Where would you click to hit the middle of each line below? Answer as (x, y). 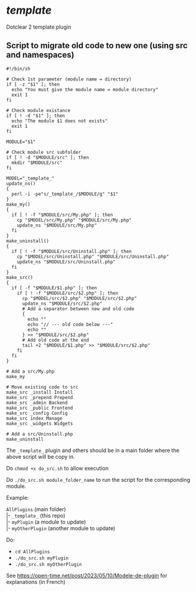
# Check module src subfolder (44, 152)
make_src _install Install (40, 392)
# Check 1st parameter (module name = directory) (69, 79)
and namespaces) (40, 55)
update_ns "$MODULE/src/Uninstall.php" (66, 262)
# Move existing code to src (42, 387)
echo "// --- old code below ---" (70, 324)
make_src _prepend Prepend (40, 397)
